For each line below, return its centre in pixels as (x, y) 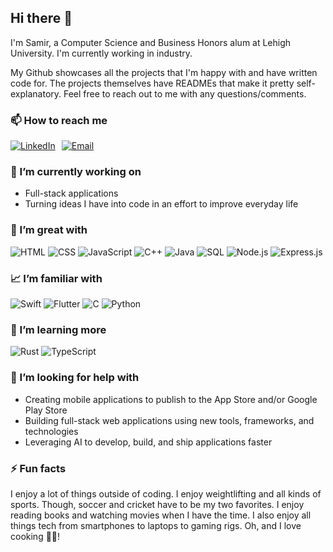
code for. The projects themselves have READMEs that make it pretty (152, 83)
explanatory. (36, 93)
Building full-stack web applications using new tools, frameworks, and (169, 420)
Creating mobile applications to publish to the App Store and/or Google (171, 399)
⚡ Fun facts (38, 468)
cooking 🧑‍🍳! (35, 536)
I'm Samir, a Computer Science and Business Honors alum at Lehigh (151, 42)
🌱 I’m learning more (58, 329)
